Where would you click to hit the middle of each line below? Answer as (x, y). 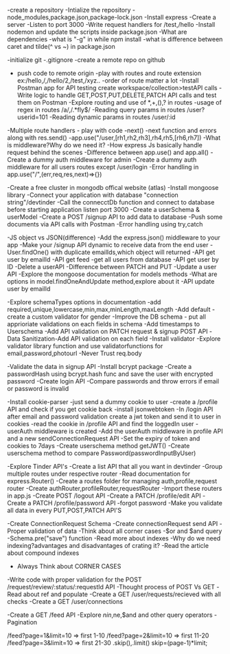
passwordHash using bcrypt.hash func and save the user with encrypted (110, 374)
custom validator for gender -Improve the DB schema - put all (119, 317)
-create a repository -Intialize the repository (69, 10)
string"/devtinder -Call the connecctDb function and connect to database (111, 202)
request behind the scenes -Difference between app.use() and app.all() (108, 152)
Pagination (22, 622)
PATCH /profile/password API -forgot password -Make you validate (128, 503)
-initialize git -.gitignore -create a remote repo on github (86, 60)
